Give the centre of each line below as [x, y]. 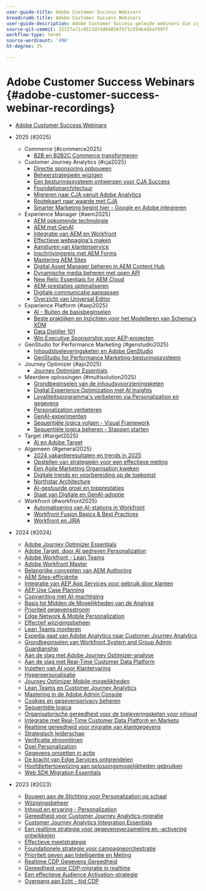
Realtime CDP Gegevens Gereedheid [71, 861]
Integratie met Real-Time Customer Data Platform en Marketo [102, 720]
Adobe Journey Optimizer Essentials [71, 544]
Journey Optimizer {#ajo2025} [63, 364]
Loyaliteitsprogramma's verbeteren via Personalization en [106, 396]
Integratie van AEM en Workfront [75, 233]
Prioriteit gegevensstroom [57, 609]
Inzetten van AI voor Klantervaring [67, 668]
